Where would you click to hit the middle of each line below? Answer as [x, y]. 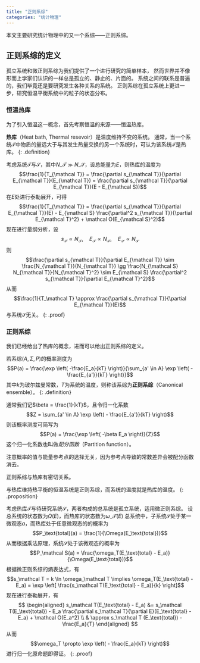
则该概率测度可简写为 [32, 424]
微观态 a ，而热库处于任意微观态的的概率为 [57, 523]
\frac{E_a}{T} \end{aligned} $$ [100, 624]
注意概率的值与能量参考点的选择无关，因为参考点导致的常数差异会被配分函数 [100, 456]
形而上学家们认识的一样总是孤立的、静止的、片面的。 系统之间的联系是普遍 [98, 79]
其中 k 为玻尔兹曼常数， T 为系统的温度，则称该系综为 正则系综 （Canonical [95, 384]
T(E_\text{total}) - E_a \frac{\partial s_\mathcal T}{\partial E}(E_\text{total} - [100, 611]
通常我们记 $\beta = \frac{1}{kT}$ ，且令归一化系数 [68, 405]
